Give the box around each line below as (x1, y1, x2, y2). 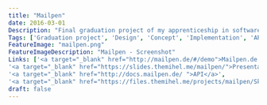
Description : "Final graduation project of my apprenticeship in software (8, 26, 261, 34)
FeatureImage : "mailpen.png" (8, 41, 105, 49)
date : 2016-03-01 (8, 19, 66, 27)
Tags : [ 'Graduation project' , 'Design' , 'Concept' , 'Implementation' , (8, 33, 247, 42)
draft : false (8, 84, 52, 93)
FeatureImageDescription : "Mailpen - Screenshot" (8, 48, 176, 56)
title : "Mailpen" (8, 11, 66, 20)
